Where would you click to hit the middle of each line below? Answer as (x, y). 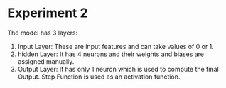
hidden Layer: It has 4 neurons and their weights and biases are (111, 54)
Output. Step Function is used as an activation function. (99, 77)
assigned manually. (46, 61)
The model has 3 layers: (43, 33)
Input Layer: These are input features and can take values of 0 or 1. (116, 46)
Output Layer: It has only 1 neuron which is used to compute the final (118, 69)
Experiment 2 (48, 13)
